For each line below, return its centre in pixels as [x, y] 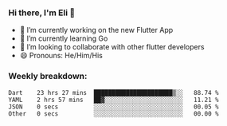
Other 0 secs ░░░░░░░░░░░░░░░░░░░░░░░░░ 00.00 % [113, 114]
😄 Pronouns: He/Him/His [61, 56]
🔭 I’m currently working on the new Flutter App [96, 30]
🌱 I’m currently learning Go [64, 38]
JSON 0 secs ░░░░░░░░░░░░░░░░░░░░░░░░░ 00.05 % [113, 107]
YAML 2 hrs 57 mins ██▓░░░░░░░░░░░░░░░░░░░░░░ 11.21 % [113, 100]
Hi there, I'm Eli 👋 [42, 13]
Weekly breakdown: [48, 77]
